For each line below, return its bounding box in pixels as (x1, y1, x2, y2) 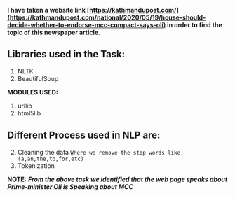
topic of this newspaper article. (7, 28, 100, 36)
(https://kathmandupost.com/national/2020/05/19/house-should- (7, 13, 206, 22)
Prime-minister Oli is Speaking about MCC (7, 182, 134, 191)
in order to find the (167, 21, 222, 29)
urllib (17, 101, 33, 110)
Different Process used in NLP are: (7, 129, 161, 141)
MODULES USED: (7, 87, 58, 97)
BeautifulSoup (17, 74, 59, 83)
